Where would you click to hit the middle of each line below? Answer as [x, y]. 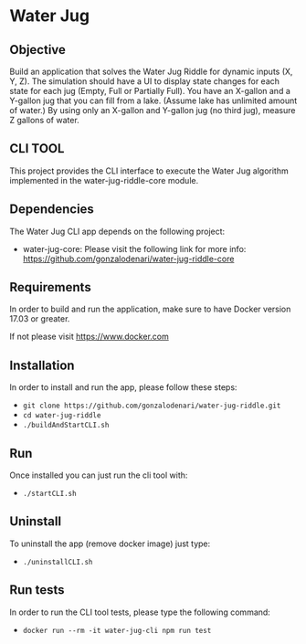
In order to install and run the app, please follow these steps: [123, 387]
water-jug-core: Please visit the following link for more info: [134, 248]
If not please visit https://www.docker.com [89, 337]
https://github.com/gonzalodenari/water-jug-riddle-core [128, 259]
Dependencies [52, 210]
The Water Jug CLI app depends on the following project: [117, 231]
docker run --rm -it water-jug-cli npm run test [117, 630]
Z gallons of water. [44, 120]
